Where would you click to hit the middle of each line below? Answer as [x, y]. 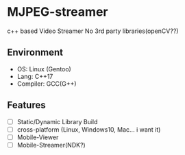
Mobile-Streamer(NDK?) [51, 145]
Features [26, 105]
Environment [35, 52]
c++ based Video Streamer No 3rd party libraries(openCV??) [93, 31]
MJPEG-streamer [58, 12]
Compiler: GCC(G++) [47, 84]
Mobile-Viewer [38, 137]
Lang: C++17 [35, 76]
